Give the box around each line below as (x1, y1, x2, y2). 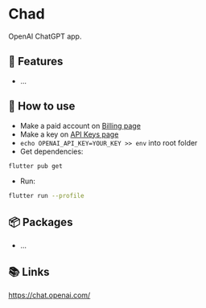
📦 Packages (8, 215, 73, 229)
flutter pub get (8, 162, 63, 170)
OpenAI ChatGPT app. (8, 31, 82, 41)
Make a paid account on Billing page (19, 121, 141, 130)
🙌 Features (8, 55, 64, 68)
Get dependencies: (19, 146, 84, 156)
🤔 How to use (8, 100, 76, 113)
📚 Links (8, 265, 50, 278)
